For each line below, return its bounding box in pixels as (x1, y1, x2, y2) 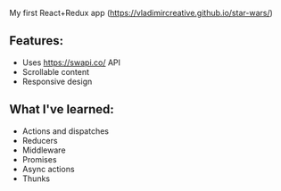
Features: (9, 33, 64, 48)
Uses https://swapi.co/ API (21, 57, 121, 68)
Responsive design (21, 76, 93, 87)
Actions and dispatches (21, 125, 110, 137)
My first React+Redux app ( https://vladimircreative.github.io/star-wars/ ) (9, 8, 274, 18)
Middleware (21, 145, 66, 155)
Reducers (21, 135, 58, 145)
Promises (21, 154, 57, 164)
